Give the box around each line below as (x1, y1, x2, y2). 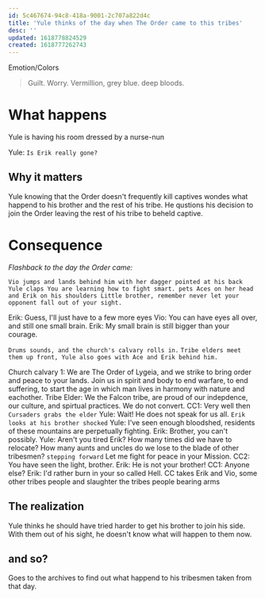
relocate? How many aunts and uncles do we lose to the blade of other (8, 443, 240, 452)
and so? (8, 552, 48, 566)
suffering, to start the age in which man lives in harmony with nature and (8, 384, 245, 394)
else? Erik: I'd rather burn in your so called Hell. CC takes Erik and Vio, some (8, 468, 258, 478)
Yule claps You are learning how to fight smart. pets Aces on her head (8, 285, 254, 293)
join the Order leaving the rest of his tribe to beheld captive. (8, 208, 204, 218)
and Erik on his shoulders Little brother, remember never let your (8, 291, 240, 300)
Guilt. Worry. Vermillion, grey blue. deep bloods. (27, 79, 185, 88)
